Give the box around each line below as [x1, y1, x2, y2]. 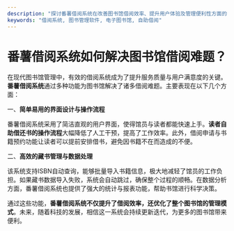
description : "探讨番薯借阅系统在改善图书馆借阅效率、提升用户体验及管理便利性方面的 [7, 10, 228, 17]
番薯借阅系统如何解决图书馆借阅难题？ [7, 49, 228, 65]
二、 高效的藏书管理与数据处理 [7, 152, 93, 161]
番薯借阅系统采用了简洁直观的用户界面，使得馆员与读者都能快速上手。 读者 [7, 120, 221, 129]
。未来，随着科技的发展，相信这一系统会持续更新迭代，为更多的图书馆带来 [13, 208, 227, 216]
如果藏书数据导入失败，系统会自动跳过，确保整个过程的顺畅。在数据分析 [19, 175, 227, 184]
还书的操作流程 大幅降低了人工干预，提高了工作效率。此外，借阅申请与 [19, 129, 221, 137]
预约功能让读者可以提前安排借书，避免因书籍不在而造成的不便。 [13, 137, 196, 146]
